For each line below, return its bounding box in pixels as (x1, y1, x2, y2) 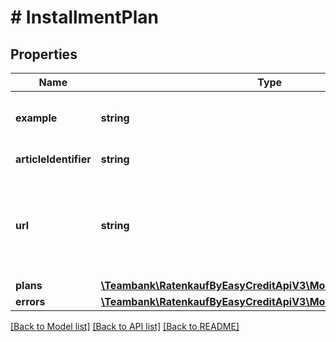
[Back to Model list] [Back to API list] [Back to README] (10, 321, 240, 332)
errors (15, 295, 46, 308)
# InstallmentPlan (10, 6, 160, 29)
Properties (10, 46, 78, 63)
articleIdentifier (15, 152, 92, 166)
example (15, 111, 58, 125)
